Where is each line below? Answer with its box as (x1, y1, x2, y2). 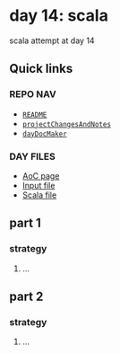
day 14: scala (9, 5, 109, 26)
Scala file (21, 190, 57, 200)
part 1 (9, 216, 42, 231)
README (21, 110, 47, 119)
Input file (21, 180, 56, 190)
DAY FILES (9, 150, 56, 163)
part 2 (9, 289, 44, 304)
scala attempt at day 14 (9, 35, 96, 46)
